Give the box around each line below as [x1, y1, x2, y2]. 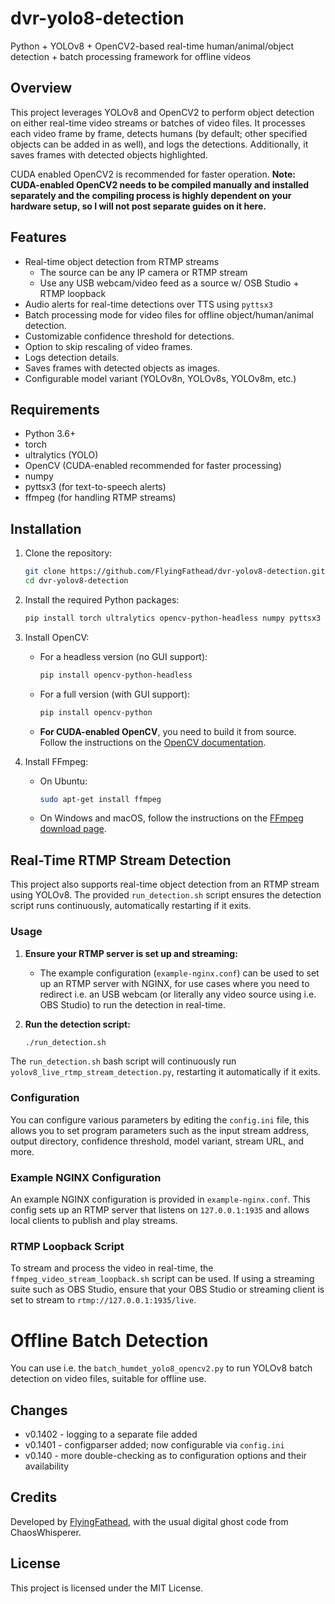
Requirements [10, 401, 100, 418]
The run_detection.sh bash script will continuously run [10, 1055, 237, 1067]
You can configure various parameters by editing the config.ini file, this [10, 1113, 310, 1126]
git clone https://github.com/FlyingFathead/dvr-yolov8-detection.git [24, 567, 326, 577]
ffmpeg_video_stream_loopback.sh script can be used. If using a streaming [10, 1273, 315, 1285]
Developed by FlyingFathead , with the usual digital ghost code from [10, 1515, 289, 1527]
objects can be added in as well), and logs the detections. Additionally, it [10, 138, 309, 150]
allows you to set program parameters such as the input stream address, [10, 1124, 310, 1136]
